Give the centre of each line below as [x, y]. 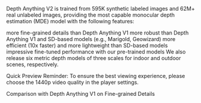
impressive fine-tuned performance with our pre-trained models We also [96, 52]
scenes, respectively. [32, 64]
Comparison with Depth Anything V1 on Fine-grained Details [80, 94]
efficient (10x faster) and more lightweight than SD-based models [87, 45]
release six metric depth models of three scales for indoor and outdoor [94, 58]
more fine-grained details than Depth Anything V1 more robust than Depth [97, 33]
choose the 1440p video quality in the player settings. [73, 82]
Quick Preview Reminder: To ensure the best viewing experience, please [96, 76]
